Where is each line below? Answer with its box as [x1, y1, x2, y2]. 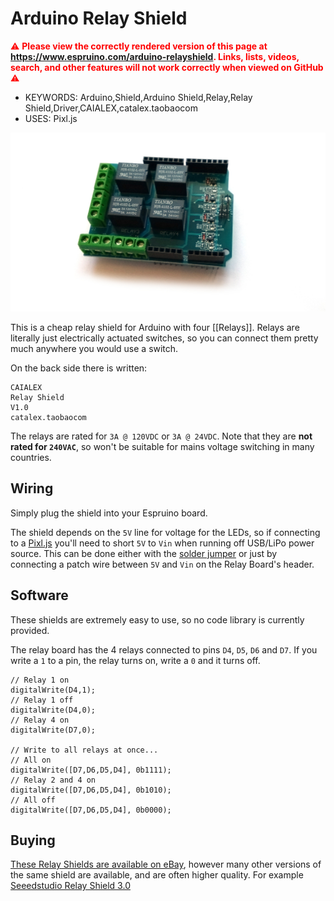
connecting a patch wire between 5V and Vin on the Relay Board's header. [10, 558, 315, 570]
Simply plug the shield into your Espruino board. [10, 507, 208, 519]
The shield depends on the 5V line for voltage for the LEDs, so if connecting [10, 526, 321, 538]
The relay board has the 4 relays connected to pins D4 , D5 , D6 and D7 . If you [10, 643, 318, 656]
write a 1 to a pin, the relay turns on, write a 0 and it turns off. [10, 654, 261, 666]
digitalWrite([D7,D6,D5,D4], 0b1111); [10, 765, 172, 775]
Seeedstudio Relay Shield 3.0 [10, 880, 131, 892]
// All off [10, 795, 56, 805]
